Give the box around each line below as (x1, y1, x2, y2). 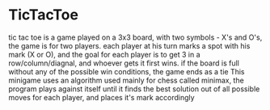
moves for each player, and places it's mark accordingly (8, 92, 196, 102)
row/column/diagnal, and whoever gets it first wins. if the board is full (8, 58, 240, 68)
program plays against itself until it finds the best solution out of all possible (8, 83, 260, 94)
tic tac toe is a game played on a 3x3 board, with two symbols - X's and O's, (8, 32, 263, 42)
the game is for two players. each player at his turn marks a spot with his (8, 40, 251, 50)
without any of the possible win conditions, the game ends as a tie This (8, 66, 245, 76)
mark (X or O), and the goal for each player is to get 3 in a (8, 49, 200, 59)
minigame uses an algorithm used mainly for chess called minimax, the (8, 75, 244, 85)
